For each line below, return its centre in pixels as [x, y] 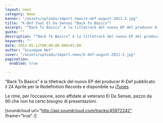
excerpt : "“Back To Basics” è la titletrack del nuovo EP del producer [79, 28]
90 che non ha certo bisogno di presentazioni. [51, 101]
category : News [20, 14]
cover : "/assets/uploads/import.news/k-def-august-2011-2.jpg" [70, 54]
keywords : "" [18, 41]
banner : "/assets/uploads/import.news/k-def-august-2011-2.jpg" [71, 18]
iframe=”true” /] [21, 116]
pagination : [17, 59]
